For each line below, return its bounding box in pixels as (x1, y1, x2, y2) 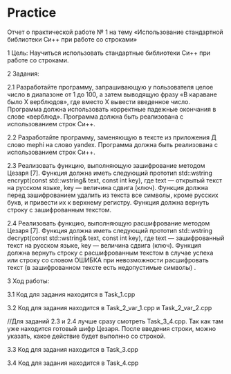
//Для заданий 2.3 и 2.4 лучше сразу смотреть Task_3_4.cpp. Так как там (7, 317, 223, 325)
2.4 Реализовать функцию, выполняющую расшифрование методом (7, 219, 210, 227)
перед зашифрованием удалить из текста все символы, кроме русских (7, 191, 219, 199)
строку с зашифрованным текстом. (7, 205, 112, 214)
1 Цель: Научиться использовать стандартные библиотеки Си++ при (7, 49, 211, 57)
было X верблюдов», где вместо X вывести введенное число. (7, 97, 191, 105)
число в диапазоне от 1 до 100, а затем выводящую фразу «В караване (7, 90, 218, 99)
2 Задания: (7, 69, 39, 78)
